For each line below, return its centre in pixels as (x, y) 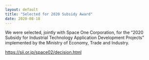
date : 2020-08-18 (23, 19)
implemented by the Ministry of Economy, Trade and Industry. (67, 43)
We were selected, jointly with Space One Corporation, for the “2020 (74, 33)
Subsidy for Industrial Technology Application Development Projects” (74, 38)
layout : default (21, 10)
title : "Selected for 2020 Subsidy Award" (49, 14)
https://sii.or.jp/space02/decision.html (43, 52)
